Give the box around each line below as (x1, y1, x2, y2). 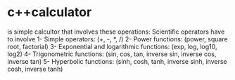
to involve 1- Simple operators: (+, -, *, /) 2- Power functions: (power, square (7, 34, 228, 43)
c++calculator (7, 4, 92, 20)
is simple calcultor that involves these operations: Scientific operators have (7, 27, 225, 36)
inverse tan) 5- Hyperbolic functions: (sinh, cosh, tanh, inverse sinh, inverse (7, 57, 227, 65)
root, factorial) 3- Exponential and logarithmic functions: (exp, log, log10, (7, 42, 217, 51)
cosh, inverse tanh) (7, 65, 63, 73)
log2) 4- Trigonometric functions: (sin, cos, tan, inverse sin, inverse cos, (7, 50, 217, 58)
